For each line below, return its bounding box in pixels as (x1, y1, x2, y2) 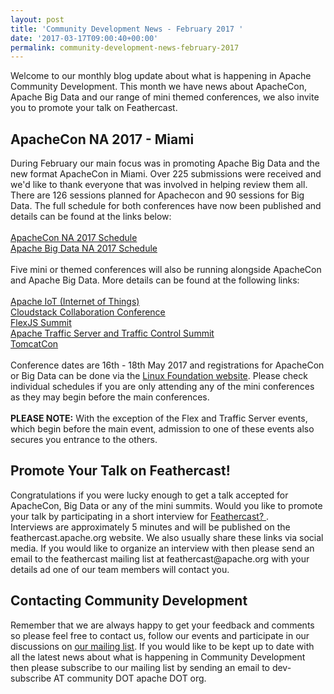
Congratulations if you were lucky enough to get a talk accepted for (10, 489, 289, 501)
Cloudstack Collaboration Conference (10, 306, 166, 318)
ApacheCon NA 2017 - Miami (10, 131, 195, 148)
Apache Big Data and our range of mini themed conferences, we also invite (10, 91, 320, 103)
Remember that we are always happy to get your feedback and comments (10, 619, 315, 631)
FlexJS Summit (10, 317, 72, 329)
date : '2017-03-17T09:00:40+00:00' (10, 33, 159, 43)
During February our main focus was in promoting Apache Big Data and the (10, 157, 320, 170)
